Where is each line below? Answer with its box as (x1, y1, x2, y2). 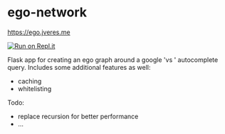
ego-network (7, 4, 88, 21)
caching (17, 76, 42, 86)
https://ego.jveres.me (7, 28, 70, 36)
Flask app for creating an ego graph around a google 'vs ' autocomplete (7, 55, 219, 64)
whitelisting (17, 84, 52, 93)
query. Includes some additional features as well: (7, 63, 151, 71)
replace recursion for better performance (17, 112, 139, 120)
